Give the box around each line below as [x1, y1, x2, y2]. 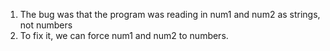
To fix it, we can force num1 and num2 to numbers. [19, 30, 229, 41]
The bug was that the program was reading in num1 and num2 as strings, [19, 9, 321, 20]
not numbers [19, 19, 73, 31]
